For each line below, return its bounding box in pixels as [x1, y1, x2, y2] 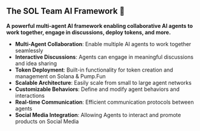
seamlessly [15, 47, 44, 54]
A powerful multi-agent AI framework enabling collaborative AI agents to [6, 22, 193, 29]
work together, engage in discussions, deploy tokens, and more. [6, 29, 171, 36]
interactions [15, 92, 45, 99]
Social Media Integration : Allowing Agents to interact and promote [15, 111, 181, 118]
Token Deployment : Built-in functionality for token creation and [15, 66, 173, 73]
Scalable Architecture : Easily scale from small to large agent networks [15, 79, 192, 86]
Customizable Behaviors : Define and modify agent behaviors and [15, 86, 180, 93]
